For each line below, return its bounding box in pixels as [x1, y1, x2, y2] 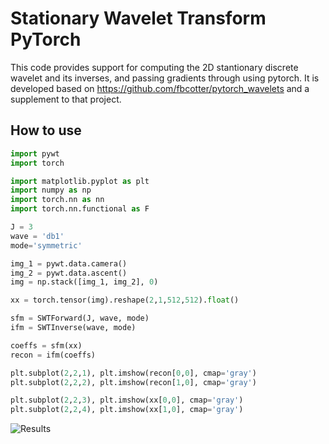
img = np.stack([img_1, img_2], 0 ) [10, 277, 159, 287]
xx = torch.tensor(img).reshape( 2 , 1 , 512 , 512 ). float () [10, 295, 240, 306]
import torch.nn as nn [10, 195, 105, 205]
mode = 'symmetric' [10, 240, 83, 251]
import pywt [10, 148, 60, 159]
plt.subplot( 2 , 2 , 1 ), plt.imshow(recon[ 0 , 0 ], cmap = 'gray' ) [10, 368, 257, 378]
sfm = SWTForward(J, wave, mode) [10, 313, 150, 324]
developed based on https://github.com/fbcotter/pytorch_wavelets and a [10, 82, 310, 94]
